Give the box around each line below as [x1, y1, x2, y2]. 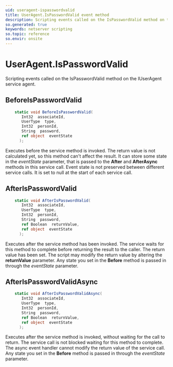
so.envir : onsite [5, 37, 43, 42]
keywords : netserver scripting [5, 27, 73, 32]
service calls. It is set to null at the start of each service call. [5, 169, 133, 176]
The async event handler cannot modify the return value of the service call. [5, 345, 165, 351]
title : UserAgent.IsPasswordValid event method [5, 12, 110, 18]
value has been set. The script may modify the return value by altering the [5, 252, 163, 258]
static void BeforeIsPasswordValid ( [14, 109, 94, 115]
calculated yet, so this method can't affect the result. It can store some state [5, 153, 167, 159]
